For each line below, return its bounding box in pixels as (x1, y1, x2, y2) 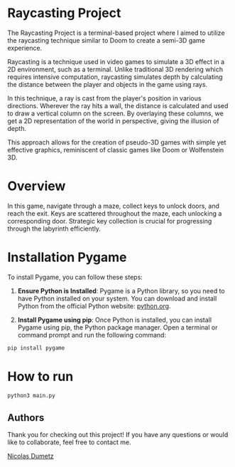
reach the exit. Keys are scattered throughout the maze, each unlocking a (7, 209, 222, 218)
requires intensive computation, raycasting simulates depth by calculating (7, 73, 223, 81)
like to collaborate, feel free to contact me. (7, 438, 131, 446)
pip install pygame (7, 344, 65, 352)
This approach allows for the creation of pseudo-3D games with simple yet (7, 137, 226, 147)
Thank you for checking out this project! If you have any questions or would (7, 431, 229, 439)
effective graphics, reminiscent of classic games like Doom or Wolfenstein (7, 145, 224, 154)
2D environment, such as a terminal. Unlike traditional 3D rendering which (7, 65, 224, 73)
